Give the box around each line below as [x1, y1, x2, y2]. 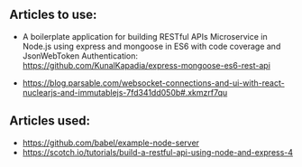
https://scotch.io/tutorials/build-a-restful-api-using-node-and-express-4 [22, 146, 294, 157]
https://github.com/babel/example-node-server [22, 137, 200, 148]
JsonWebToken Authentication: [22, 50, 138, 61]
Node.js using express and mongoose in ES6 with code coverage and [22, 41, 281, 51]
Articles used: [9, 113, 90, 129]
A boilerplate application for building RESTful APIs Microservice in [22, 31, 268, 42]
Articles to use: [9, 7, 97, 23]
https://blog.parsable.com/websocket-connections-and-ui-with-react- [22, 77, 286, 88]
